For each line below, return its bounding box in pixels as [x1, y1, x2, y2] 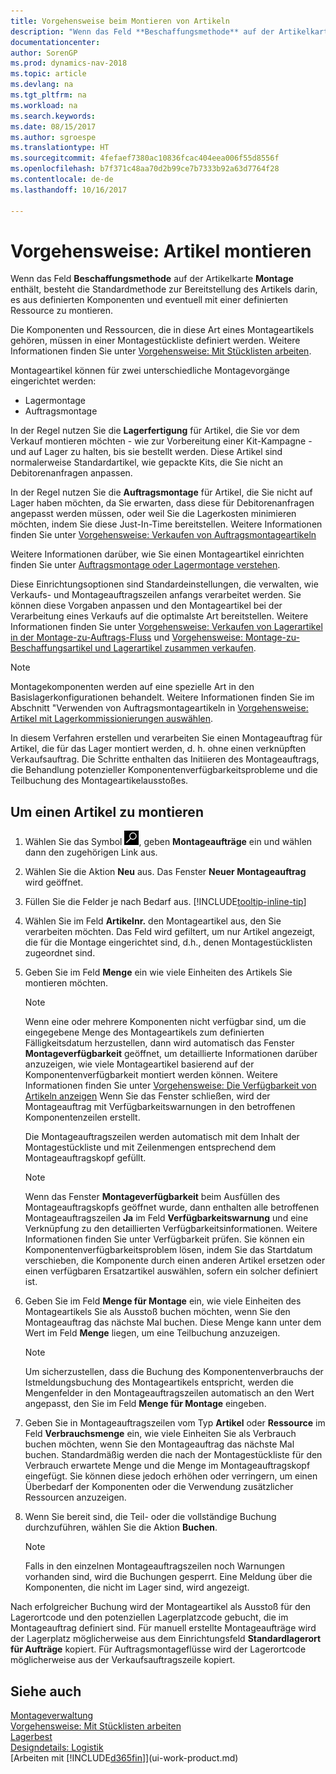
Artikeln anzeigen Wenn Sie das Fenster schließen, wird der [24, 1090, 271, 1102]
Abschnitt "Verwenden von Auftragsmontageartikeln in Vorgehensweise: [10, 702, 309, 714]
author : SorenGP [10, 48, 78, 58]
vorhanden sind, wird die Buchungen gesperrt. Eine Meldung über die [24, 1571, 313, 1583]
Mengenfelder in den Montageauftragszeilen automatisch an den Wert [24, 1387, 315, 1399]
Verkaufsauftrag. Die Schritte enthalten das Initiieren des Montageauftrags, [10, 753, 320, 765]
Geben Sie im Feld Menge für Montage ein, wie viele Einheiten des [24, 1295, 302, 1307]
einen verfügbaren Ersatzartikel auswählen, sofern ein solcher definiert [24, 1265, 318, 1277]
